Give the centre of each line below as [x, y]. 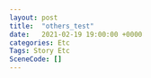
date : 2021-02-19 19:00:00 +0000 [76, 34]
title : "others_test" [52, 26]
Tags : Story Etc [40, 51]
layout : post [34, 17]
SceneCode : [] [36, 59]
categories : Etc [40, 43]
